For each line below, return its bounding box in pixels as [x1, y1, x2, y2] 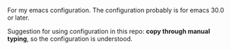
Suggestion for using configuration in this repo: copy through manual [7, 27, 211, 35]
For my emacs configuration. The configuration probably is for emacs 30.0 [7, 6, 225, 14]
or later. [7, 13, 30, 22]
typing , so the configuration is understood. [7, 35, 133, 43]
